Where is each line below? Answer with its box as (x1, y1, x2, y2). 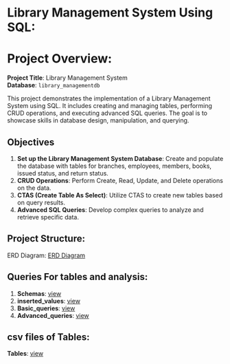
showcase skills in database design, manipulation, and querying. (7, 116, 189, 125)
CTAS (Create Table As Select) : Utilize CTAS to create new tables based (16, 191, 223, 199)
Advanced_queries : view (16, 311, 89, 319)
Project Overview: (7, 51, 112, 67)
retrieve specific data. (16, 213, 79, 221)
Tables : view (7, 350, 43, 358)
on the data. (16, 184, 51, 192)
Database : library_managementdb (7, 81, 101, 89)
